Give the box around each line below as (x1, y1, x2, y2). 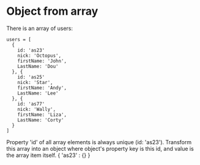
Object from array (6, 4, 98, 18)
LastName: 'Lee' (17, 90, 59, 96)
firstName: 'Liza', (17, 112, 67, 118)
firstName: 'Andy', (17, 85, 67, 91)
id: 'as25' (17, 74, 45, 80)
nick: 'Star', (17, 79, 53, 85)
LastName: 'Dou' (17, 63, 59, 69)
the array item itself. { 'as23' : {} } (6, 152, 91, 159)
